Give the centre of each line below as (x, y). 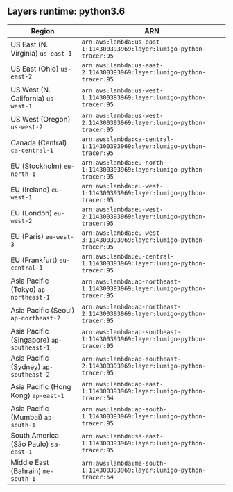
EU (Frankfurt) (34, 260)
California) (28, 98)
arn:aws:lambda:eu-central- (128, 256)
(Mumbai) (27, 417)
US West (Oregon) (41, 119)
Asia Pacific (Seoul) (43, 310)
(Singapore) (30, 340)
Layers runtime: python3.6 (66, 11)
